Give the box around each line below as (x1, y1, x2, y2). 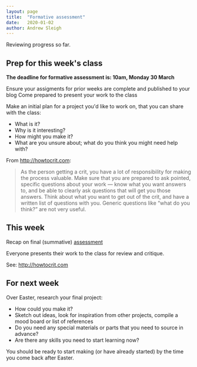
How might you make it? (14, 133, 74, 140)
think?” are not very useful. (20, 206, 86, 213)
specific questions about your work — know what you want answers (20, 181, 186, 188)
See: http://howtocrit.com (6, 261, 69, 268)
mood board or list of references (14, 318, 94, 325)
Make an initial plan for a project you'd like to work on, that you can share (6, 103, 184, 110)
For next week (6, 278, 59, 288)
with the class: (6, 109, 41, 116)
